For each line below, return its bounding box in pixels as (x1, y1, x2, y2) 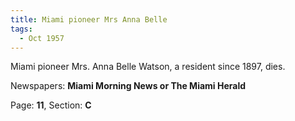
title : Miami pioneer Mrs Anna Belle (10, 14, 168, 25)
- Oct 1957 (19, 33, 65, 43)
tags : (10, 24, 33, 34)
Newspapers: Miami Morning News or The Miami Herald (10, 80, 247, 92)
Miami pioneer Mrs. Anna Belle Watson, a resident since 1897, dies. (10, 61, 286, 73)
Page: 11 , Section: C (10, 99, 92, 111)
